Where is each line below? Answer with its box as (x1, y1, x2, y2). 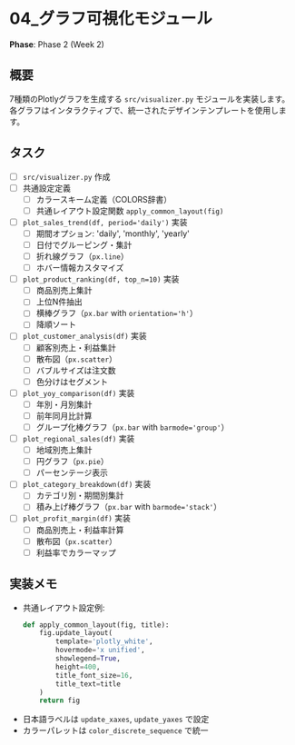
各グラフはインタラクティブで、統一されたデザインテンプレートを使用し (9, 104, 280, 115)
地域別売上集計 (35, 444, 93, 455)
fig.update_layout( (39, 629, 113, 638)
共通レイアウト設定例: (22, 601, 105, 613)
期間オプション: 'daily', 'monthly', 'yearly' (35, 228, 191, 239)
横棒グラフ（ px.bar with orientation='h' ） (35, 308, 198, 319)
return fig (39, 696, 81, 705)
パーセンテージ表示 (35, 467, 109, 478)
